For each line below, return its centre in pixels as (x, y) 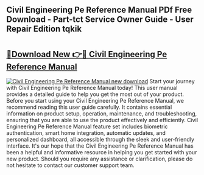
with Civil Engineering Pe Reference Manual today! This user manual (92, 88)
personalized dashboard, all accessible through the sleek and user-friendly (100, 139)
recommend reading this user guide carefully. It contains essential (89, 107)
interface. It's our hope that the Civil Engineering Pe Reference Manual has (100, 146)
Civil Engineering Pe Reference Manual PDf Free (99, 10)
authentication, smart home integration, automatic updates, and (86, 133)
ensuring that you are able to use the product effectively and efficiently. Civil (102, 120)
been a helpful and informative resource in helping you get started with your (102, 152)
